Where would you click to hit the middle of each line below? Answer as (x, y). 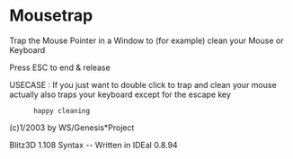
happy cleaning (62, 110)
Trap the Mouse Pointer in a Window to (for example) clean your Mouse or (146, 40)
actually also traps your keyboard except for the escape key (120, 94)
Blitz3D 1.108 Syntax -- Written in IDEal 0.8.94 (93, 145)
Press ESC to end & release (60, 67)
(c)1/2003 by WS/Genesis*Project (72, 128)
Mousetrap (51, 16)
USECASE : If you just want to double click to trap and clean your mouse (143, 84)
